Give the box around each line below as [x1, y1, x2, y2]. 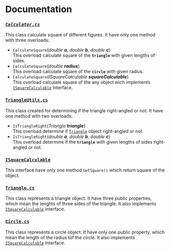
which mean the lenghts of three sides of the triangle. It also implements [5, 201, 156, 207]
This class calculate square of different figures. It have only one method [5, 32, 156, 38]
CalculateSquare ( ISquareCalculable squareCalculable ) [12, 74, 129, 80]
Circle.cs [5, 219, 29, 225]
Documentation [5, 4, 73, 15]
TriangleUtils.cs [5, 97, 48, 103]
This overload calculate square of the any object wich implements [12, 79, 151, 86]
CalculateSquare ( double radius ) [12, 63, 80, 69]
